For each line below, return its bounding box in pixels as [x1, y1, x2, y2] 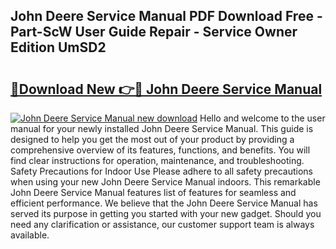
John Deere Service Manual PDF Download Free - [10, 8, 323, 25]
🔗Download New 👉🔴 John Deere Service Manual [10, 80, 323, 98]
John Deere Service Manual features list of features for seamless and [10, 187, 297, 198]
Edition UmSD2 [10, 39, 107, 56]
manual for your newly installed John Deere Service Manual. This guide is [10, 123, 314, 134]
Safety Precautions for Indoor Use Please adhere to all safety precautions [10, 165, 313, 177]
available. [10, 229, 50, 241]
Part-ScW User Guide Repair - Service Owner [10, 24, 298, 41]
